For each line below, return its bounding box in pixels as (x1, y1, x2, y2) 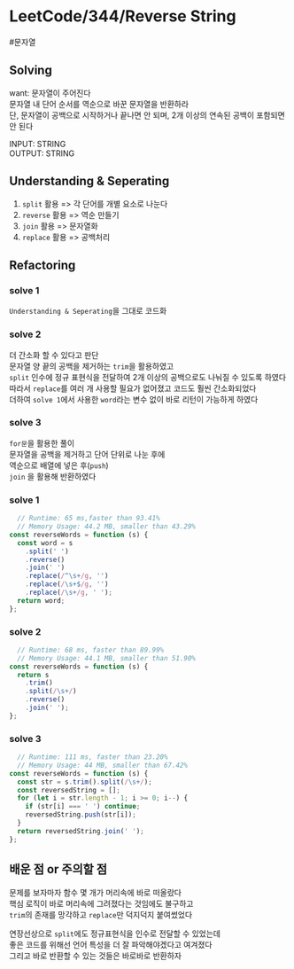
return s (17, 670, 50, 679)
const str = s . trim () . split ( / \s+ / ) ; (17, 778, 152, 786)
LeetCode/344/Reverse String (9, 6, 236, 27)
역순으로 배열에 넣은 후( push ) (9, 459, 109, 471)
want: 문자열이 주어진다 (9, 87, 91, 98)
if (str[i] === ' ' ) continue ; (25, 802, 141, 811)
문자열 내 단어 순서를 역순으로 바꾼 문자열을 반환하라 (9, 98, 189, 109)
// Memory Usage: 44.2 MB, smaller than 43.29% (17, 522, 197, 531)
